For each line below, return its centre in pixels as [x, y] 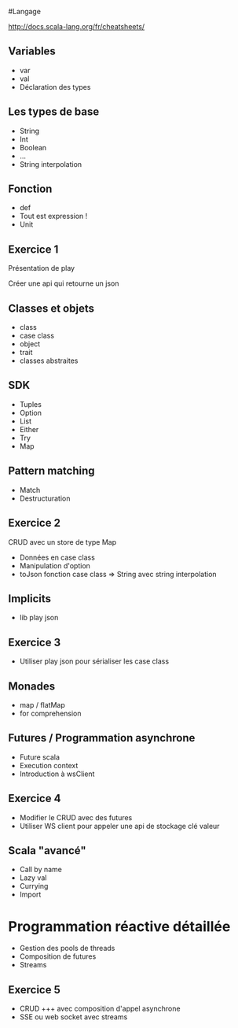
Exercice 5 [35, 990]
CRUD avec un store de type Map [62, 542]
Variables [32, 52]
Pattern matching [52, 471]
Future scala [40, 757]
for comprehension [50, 713]
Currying [34, 886]
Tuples [30, 404]
